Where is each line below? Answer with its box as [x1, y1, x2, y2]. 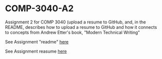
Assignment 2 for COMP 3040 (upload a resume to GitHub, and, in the [5, 19, 146, 25]
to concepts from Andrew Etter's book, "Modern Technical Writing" [5, 29, 140, 35]
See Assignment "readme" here [5, 39, 69, 44]
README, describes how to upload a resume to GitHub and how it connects [5, 24, 157, 30]
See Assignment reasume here [5, 48, 67, 54]
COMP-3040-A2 [5, 3, 74, 14]
